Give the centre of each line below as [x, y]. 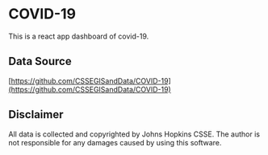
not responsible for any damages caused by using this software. [115, 142]
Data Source [40, 61]
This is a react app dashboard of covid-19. [79, 36]
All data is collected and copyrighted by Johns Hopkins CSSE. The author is [134, 134]
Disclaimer [36, 114]
